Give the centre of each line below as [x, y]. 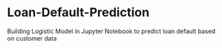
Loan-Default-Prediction [78, 13]
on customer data [32, 38]
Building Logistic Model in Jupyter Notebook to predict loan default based [111, 31]
